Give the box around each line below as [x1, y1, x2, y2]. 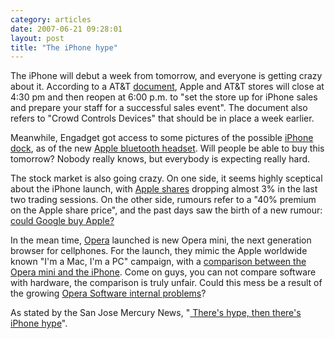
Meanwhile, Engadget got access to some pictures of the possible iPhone [10, 132, 314, 144]
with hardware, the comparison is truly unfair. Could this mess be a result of [10, 277, 323, 289]
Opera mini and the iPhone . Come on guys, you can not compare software [10, 266, 317, 278]
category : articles [10, 14, 92, 25]
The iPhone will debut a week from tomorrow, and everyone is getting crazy [10, 70, 323, 82]
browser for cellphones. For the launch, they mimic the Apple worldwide [10, 245, 308, 257]
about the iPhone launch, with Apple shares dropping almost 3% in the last [10, 183, 318, 195]
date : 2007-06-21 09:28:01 [10, 24, 123, 34]
